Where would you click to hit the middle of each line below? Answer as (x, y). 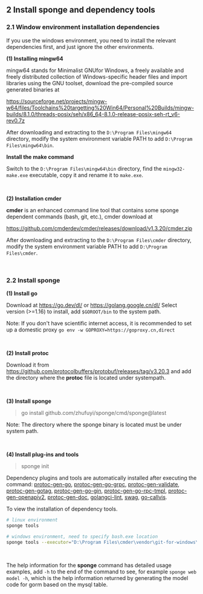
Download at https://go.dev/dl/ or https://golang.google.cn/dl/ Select (92, 305)
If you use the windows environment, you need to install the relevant (91, 40)
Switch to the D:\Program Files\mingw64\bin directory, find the (84, 168)
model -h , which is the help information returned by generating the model (97, 578)
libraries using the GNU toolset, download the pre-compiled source (90, 83)
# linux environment (32, 520)
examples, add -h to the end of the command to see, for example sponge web (101, 572)
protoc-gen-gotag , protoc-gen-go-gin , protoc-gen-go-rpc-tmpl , (87, 491)
